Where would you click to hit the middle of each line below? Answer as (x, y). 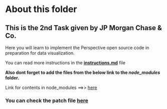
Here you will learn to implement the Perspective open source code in (77, 48)
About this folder (41, 9)
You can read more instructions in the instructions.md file (65, 63)
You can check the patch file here (47, 100)
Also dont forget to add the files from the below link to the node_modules (83, 72)
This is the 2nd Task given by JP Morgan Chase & (83, 28)
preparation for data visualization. (40, 53)
